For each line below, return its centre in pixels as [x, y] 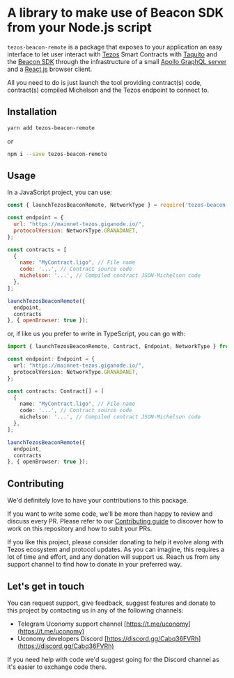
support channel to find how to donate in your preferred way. [95, 565]
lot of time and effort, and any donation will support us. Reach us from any [114, 557]
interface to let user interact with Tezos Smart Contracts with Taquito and [112, 54]
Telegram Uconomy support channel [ [72, 624]
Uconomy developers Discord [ [62, 638]
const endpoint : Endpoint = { [51, 359]
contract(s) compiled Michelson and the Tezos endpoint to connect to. [108, 90]
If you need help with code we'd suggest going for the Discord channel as [113, 659]
